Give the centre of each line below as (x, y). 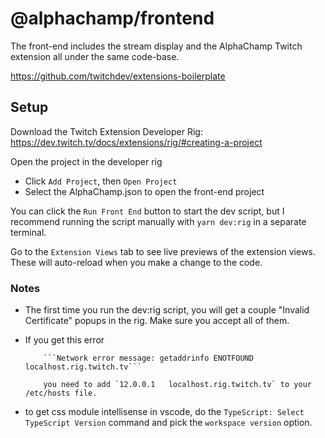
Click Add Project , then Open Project (101, 181)
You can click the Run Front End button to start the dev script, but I (147, 211)
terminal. (28, 232)
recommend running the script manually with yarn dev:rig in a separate (158, 221)
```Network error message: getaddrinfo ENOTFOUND (148, 358)
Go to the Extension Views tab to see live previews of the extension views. (163, 251)
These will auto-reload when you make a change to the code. (136, 262)
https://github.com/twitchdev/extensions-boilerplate (118, 76)
